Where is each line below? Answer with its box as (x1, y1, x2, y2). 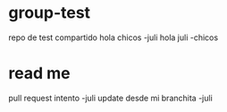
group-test (8, 3, 91, 23)
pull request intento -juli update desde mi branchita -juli (8, 92, 214, 103)
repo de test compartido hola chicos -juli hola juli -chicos (8, 32, 219, 43)
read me (8, 63, 71, 84)
